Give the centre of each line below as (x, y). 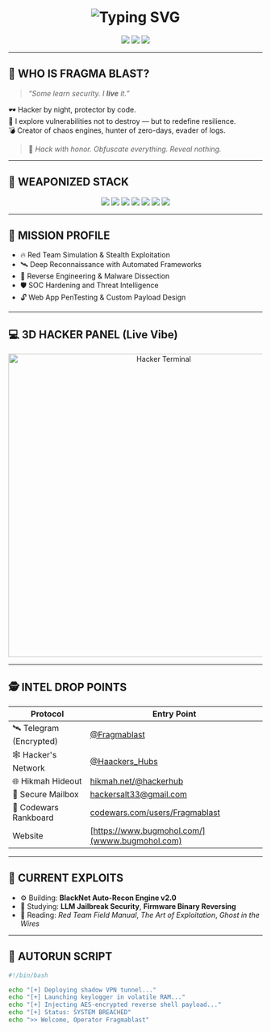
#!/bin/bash (28, 975)
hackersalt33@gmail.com (139, 794)
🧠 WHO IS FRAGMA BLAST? (79, 74)
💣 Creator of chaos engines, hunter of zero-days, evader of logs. (117, 130)
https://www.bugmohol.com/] (149, 831)
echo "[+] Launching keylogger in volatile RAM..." (97, 997)
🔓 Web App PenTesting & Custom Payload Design (103, 297)
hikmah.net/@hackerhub (137, 781)
